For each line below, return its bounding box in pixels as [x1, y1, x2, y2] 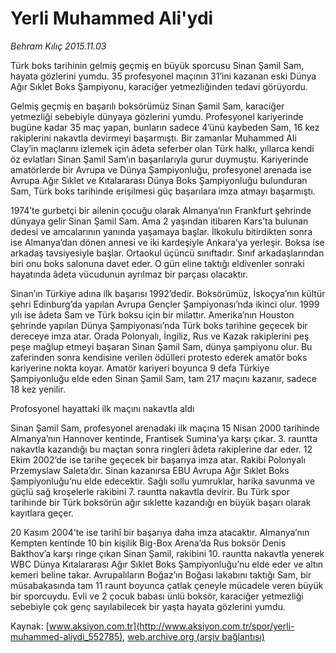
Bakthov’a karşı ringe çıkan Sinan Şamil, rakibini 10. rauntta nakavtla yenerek [10, 547, 325, 559]
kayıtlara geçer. [10, 507, 74, 519]
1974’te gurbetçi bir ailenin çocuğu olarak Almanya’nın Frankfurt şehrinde [10, 204, 312, 216]
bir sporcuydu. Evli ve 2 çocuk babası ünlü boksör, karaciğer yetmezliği [10, 590, 304, 602]
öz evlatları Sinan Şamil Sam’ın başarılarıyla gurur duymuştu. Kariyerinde [10, 153, 309, 165]
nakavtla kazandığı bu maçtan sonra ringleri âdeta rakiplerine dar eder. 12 [10, 443, 313, 455]
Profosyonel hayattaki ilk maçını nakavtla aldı [10, 402, 195, 414]
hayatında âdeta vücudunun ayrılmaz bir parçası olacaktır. [10, 268, 249, 280]
